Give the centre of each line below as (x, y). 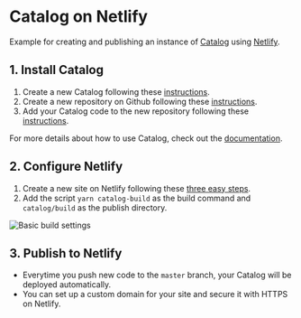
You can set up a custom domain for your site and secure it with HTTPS (155, 295)
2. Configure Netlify (66, 167)
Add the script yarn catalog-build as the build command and (137, 198)
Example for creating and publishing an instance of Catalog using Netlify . (145, 42)
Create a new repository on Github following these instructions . (140, 101)
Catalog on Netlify (79, 17)
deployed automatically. (67, 285)
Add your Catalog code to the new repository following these (136, 111)
